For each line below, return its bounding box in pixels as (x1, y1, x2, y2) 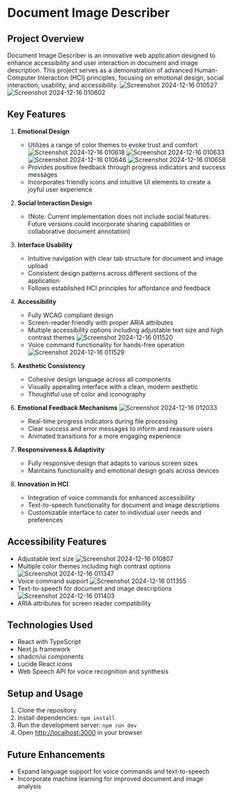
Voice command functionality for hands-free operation (27, 340, 185, 349)
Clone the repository (17, 706, 77, 715)
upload (27, 261, 48, 270)
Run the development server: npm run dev (17, 721, 137, 729)
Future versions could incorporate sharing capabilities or (27, 219, 190, 228)
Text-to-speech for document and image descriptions (17, 584, 172, 592)
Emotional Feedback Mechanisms (17, 403, 118, 411)
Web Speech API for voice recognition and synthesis (17, 667, 169, 675)
